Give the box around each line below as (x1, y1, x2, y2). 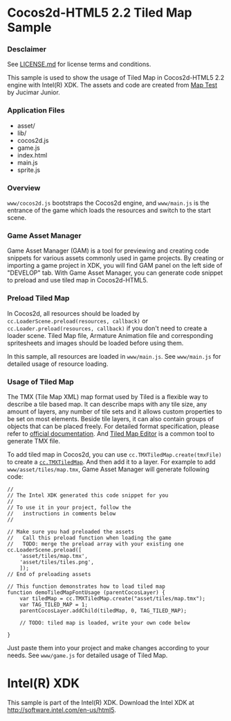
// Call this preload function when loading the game (7, 534, 172, 541)
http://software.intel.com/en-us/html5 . (7, 706, 116, 714)
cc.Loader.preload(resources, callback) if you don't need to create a (7, 324, 207, 332)
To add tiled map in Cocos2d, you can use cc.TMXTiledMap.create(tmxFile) (7, 450, 222, 459)
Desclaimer (7, 44, 47, 54)
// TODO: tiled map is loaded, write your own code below (19, 619, 190, 626)
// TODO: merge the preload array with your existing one (7, 540, 185, 548)
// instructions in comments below (7, 510, 116, 517)
